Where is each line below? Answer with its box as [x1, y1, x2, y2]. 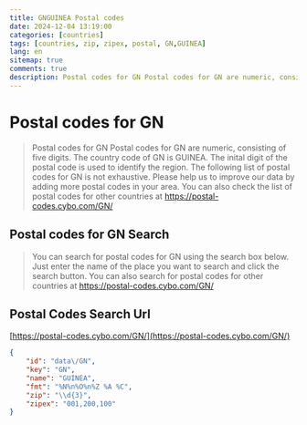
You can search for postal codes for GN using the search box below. [31, 251, 290, 262]
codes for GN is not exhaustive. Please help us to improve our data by [31, 171, 295, 182]
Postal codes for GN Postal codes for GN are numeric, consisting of [31, 142, 287, 153]
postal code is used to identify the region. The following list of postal [31, 161, 291, 172]
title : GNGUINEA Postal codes [9, 13, 125, 23]
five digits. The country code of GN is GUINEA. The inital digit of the [31, 151, 288, 162]
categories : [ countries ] [9, 30, 104, 39]
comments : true [9, 65, 68, 74]
